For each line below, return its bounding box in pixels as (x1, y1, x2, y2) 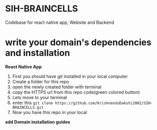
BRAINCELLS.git (12, 105, 44, 110)
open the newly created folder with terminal (12, 84, 102, 90)
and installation (5, 48, 70, 59)
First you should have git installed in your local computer (12, 73, 128, 79)
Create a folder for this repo (12, 78, 69, 84)
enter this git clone (12, 100, 53, 106)
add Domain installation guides (5, 119, 70, 125)
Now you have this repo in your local (12, 109, 87, 115)
